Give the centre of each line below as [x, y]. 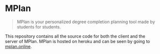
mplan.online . [19, 46]
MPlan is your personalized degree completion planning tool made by [86, 22]
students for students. [39, 27]
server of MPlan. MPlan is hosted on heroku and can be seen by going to [78, 41]
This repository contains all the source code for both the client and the [75, 36]
